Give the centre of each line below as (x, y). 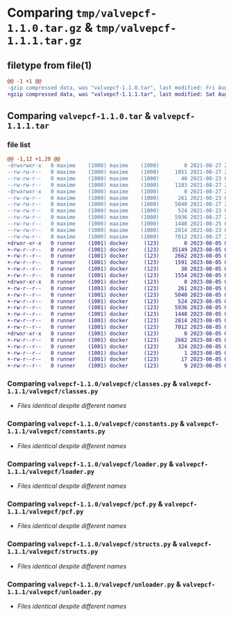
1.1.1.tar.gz (44, 41)
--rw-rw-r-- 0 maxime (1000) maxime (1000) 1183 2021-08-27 (114, 185)
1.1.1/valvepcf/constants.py (57, 431)
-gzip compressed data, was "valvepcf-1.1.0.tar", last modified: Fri (111, 88)
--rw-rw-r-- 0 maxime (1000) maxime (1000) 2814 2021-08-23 (114, 230)
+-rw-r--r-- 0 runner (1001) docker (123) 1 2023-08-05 (114, 353)
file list (19, 145)
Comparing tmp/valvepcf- (82, 13)
